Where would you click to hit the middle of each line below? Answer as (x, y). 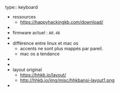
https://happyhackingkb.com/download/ (62, 22)
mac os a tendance (40, 54)
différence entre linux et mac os (45, 43)
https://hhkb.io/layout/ (43, 75)
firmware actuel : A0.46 (36, 33)
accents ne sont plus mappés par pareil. (62, 48)
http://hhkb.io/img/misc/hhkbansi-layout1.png (67, 80)
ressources (24, 17)
